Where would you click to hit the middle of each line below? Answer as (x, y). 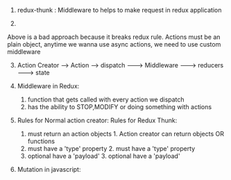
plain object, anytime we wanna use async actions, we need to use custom (114, 44)
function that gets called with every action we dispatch (106, 99)
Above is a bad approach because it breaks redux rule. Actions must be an (114, 37)
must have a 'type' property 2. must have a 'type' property (111, 148)
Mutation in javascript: (49, 169)
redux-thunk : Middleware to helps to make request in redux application (119, 10)
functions (41, 141)
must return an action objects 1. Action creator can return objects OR (126, 134)
